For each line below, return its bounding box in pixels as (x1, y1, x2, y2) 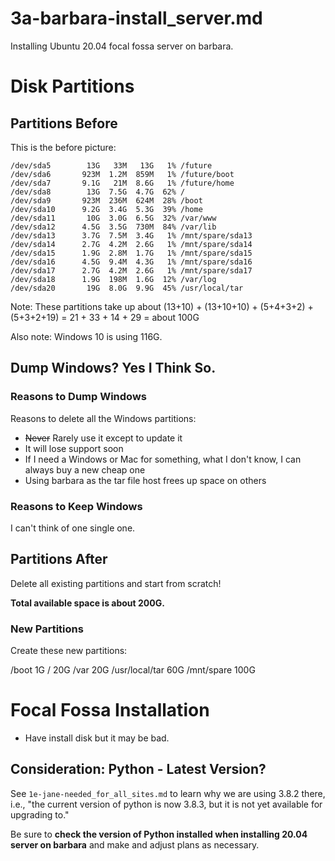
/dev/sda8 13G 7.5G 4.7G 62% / (10, 187, 186, 197)
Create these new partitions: (10, 645, 128, 657)
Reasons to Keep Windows (10, 499, 143, 513)
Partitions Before (10, 115, 118, 132)
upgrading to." (10, 808, 70, 821)
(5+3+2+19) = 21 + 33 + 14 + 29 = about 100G (10, 311, 200, 323)
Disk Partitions (10, 75, 135, 98)
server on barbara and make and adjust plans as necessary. (10, 838, 260, 851)
